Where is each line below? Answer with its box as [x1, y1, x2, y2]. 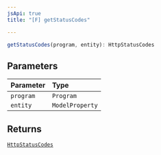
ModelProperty [51, 102, 98, 110]
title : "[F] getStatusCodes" [7, 16, 90, 23]
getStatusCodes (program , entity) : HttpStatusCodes [7, 41, 155, 48]
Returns [7, 123, 42, 134]
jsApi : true [7, 10, 41, 17]
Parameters [7, 60, 58, 72]
